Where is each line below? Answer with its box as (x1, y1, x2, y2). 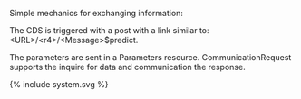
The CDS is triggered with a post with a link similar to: (9, 25, 210, 35)
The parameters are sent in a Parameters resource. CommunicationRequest (9, 52, 292, 62)
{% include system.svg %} (9, 79, 109, 89)
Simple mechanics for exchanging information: (9, 8, 184, 18)
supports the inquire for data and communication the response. (9, 62, 247, 72)
